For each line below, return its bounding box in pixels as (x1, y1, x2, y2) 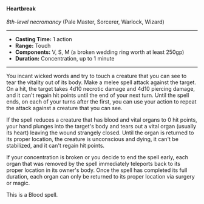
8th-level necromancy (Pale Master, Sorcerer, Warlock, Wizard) (6, 18, 165, 25)
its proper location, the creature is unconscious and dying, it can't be (6, 136, 179, 143)
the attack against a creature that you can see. (6, 105, 123, 112)
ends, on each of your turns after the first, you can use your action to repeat (6, 98, 197, 105)
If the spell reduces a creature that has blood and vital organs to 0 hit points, (6, 116, 197, 123)
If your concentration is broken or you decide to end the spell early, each (6, 154, 189, 161)
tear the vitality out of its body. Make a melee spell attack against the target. (6, 79, 196, 86)
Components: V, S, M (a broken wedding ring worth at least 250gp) (15, 48, 185, 56)
